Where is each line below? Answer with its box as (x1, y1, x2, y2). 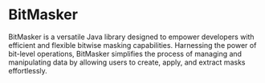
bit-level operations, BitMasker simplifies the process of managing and (8, 49, 243, 58)
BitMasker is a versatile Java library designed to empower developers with (8, 32, 255, 41)
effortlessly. (8, 65, 48, 75)
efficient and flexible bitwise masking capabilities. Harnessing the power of (8, 40, 257, 49)
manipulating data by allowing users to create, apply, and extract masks (8, 57, 246, 67)
